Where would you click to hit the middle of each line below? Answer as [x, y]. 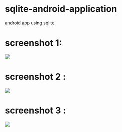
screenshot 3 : [36, 110]
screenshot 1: [34, 43]
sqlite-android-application [61, 9]
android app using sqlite [30, 23]
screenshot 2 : [36, 77]
